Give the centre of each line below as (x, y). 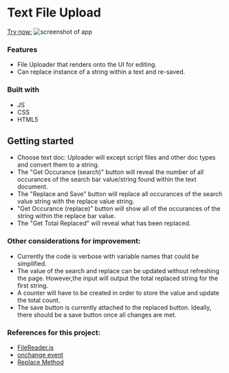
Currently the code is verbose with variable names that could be (108, 256)
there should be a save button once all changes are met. (97, 315)
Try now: (20, 32)
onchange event (40, 354)
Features (22, 50)
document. (32, 186)
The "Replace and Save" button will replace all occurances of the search (120, 194)
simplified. (32, 264)
